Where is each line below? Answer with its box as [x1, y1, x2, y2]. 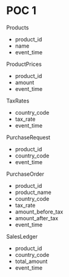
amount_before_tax [15, 208, 64, 215]
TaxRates [6, 97, 30, 104]
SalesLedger [6, 232, 38, 240]
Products [6, 24, 29, 31]
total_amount [15, 257, 48, 265]
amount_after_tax [15, 214, 59, 221]
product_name [15, 189, 51, 196]
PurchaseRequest [6, 134, 50, 141]
